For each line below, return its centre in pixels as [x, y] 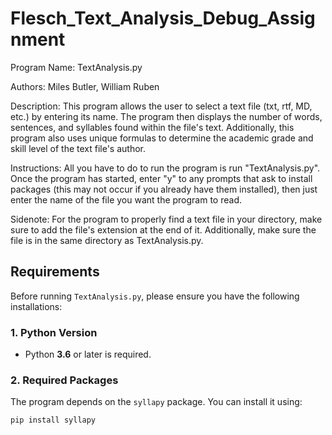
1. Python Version [54, 332]
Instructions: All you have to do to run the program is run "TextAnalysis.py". [165, 168]
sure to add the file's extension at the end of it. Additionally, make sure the [163, 229]
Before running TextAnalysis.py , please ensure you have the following [155, 296]
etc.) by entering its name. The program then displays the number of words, [166, 116]
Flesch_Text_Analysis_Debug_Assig [163, 18]
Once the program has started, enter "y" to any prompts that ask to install [161, 178]
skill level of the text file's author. [78, 148]
